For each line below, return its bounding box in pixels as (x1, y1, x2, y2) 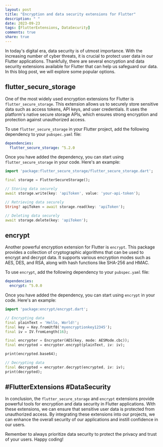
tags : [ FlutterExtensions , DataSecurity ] (5, 25, 91, 30)
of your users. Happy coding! (5, 436, 64, 443)
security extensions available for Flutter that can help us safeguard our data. (5, 63, 158, 69)
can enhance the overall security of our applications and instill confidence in (5, 417, 158, 423)
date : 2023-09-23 (5, 21, 40, 26)
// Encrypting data (5, 315, 45, 320)
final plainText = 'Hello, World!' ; (5, 320, 79, 325)
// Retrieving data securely (5, 200, 64, 204)
